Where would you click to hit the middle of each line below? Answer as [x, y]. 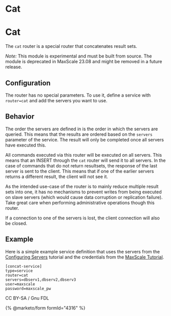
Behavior [20, 117]
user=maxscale [20, 284]
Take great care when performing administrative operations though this [80, 203]
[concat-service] [24, 266]
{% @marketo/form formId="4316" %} [45, 308]
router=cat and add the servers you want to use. [56, 100]
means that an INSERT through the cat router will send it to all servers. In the [85, 160]
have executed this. [26, 145]
